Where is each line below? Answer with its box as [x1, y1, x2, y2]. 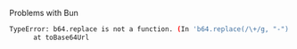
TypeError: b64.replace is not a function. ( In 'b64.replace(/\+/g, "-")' [9, 25, 293, 34]
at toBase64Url [32, 33, 90, 42]
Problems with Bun [9, 8, 78, 18]
